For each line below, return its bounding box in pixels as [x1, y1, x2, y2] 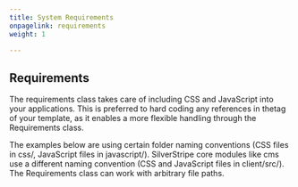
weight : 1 [9, 29, 47, 38]
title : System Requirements [9, 12, 115, 22]
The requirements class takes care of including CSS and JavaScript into [9, 94, 275, 105]
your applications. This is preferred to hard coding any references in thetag [9, 103, 286, 114]
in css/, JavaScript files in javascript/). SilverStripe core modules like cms [9, 149, 279, 160]
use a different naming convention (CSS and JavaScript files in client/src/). [9, 159, 285, 169]
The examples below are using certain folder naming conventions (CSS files [9, 140, 289, 150]
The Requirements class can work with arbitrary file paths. [9, 168, 226, 179]
